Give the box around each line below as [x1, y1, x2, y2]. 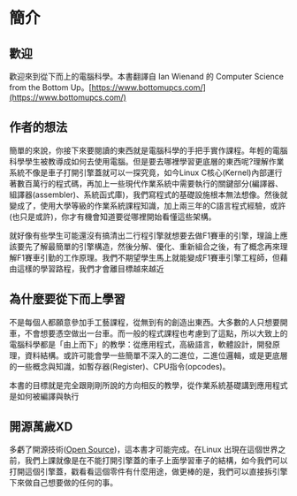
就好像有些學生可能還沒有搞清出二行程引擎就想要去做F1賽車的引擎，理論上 [9, 230, 280, 240]
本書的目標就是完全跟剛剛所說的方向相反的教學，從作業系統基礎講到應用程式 [9, 379, 288, 390]
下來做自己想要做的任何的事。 [9, 477, 118, 488]
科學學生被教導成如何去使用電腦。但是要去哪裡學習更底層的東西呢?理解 [9, 156, 270, 166]
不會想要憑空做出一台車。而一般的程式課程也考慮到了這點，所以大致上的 [24, 328, 288, 339]
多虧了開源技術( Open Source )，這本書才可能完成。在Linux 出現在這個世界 [9, 444, 278, 455]
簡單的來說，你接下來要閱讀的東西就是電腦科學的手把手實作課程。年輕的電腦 [9, 145, 288, 156]
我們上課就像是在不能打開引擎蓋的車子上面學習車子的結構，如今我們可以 [24, 455, 288, 466]
